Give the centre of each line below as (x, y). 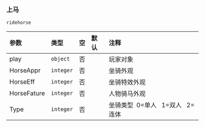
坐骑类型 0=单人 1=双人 (145, 105)
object (60, 59)
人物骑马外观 (127, 94)
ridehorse (19, 23)
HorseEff (22, 82)
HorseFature (27, 93)
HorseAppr (25, 70)
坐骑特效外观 (127, 82)
